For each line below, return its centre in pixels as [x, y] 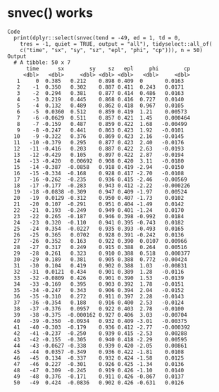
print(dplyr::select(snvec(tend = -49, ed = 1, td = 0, [97, 38]
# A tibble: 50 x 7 [42, 62]
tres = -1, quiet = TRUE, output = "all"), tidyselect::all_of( [116, 44]
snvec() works [50, 13]
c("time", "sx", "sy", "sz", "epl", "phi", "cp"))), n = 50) [111, 50]
